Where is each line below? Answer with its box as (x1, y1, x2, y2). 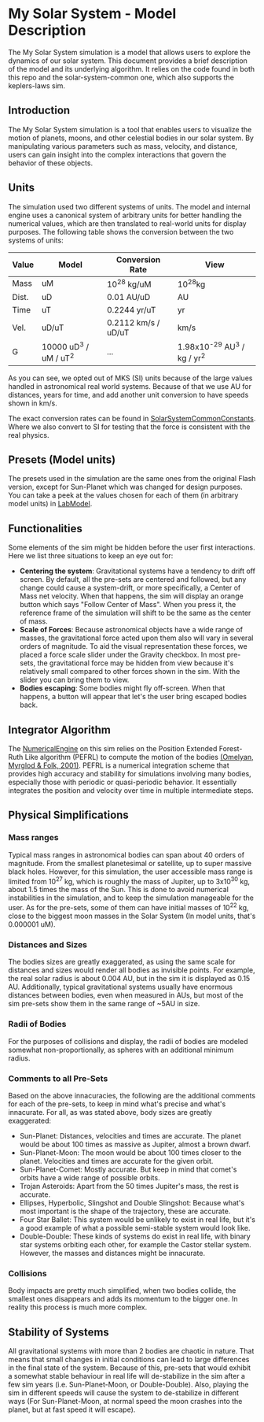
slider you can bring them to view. (19, 675, 130, 685)
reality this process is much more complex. (8, 1302, 148, 1312)
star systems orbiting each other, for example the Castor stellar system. (19, 1239, 251, 1249)
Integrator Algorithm (8, 723, 112, 736)
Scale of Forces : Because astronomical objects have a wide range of (19, 625, 244, 635)
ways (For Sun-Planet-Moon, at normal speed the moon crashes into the (8, 1396, 243, 1405)
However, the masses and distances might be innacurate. (19, 1248, 206, 1257)
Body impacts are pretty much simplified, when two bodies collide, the (8, 1286, 236, 1295)
